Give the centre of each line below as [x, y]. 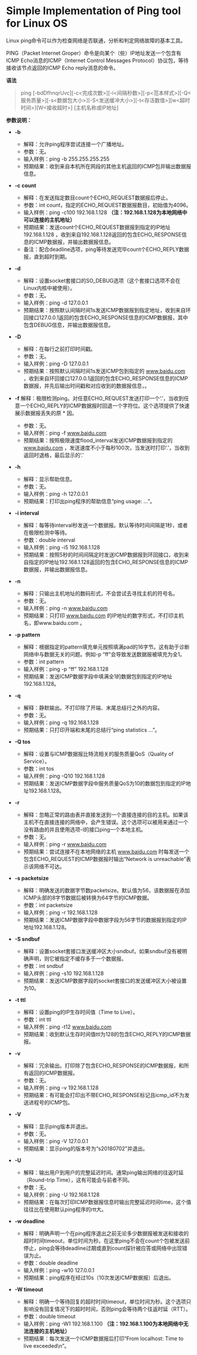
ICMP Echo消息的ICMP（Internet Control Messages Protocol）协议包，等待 [98, 60]
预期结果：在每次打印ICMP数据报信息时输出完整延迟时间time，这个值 [107, 1202]
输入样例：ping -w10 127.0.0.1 [59, 1270]
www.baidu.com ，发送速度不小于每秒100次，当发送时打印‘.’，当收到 [106, 447]
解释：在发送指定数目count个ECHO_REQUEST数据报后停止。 [97, 197]
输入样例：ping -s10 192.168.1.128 [64, 973]
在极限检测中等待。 [47, 532]
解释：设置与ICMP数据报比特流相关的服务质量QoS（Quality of [98, 754]
